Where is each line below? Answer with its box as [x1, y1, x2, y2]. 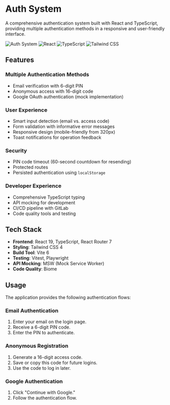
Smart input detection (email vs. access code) [12, 118, 110, 124]
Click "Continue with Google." [12, 390, 76, 396]
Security [5, 147, 27, 154]
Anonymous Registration [5, 343, 69, 350]
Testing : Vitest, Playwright [12, 255, 69, 261]
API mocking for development [12, 199, 76, 205]
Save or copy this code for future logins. [12, 359, 98, 366]
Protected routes [12, 164, 48, 170]
